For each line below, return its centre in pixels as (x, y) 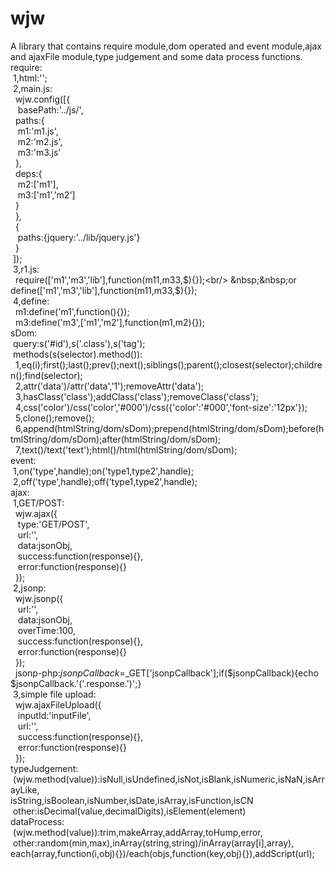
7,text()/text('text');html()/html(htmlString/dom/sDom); (126, 449)
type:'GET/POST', (53, 524)
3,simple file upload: (54, 694)
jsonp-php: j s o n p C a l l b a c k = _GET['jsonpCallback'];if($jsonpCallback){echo (166, 673)
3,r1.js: (26, 269)
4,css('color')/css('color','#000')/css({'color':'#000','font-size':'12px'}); (161, 407)
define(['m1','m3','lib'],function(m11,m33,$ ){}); (104, 290)
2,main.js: (32, 88)
